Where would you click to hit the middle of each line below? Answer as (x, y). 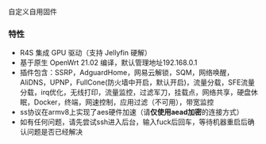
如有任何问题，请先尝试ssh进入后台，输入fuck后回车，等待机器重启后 (133, 122)
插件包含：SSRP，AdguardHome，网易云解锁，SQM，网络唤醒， (127, 73)
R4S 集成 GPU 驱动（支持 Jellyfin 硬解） (86, 53)
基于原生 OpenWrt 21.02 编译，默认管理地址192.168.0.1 (108, 63)
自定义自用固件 (33, 11)
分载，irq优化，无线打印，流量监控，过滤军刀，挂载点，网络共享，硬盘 (135, 93)
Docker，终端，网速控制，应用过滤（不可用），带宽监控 (124, 102)
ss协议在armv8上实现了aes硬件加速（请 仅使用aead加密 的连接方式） (131, 112)
